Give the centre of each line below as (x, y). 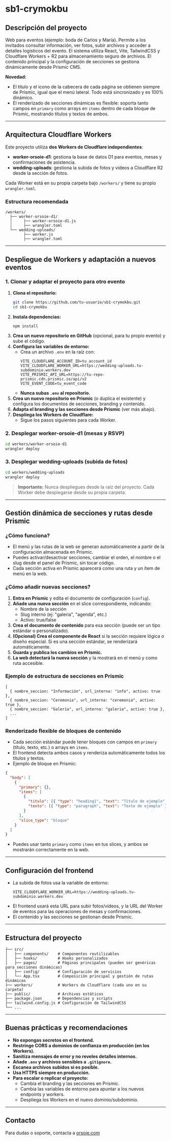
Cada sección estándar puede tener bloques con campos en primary (85, 742)
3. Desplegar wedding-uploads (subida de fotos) (67, 462)
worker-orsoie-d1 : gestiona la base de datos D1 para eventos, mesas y (87, 157)
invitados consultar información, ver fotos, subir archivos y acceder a (78, 45)
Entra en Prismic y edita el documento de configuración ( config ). (81, 598)
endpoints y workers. (42, 1094)
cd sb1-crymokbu (30, 307)
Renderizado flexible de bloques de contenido (63, 731)
